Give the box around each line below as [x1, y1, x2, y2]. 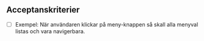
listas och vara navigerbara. [15, 27, 85, 35]
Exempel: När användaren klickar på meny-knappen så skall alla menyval [15, 20, 199, 28]
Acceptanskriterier [6, 5, 80, 15]
